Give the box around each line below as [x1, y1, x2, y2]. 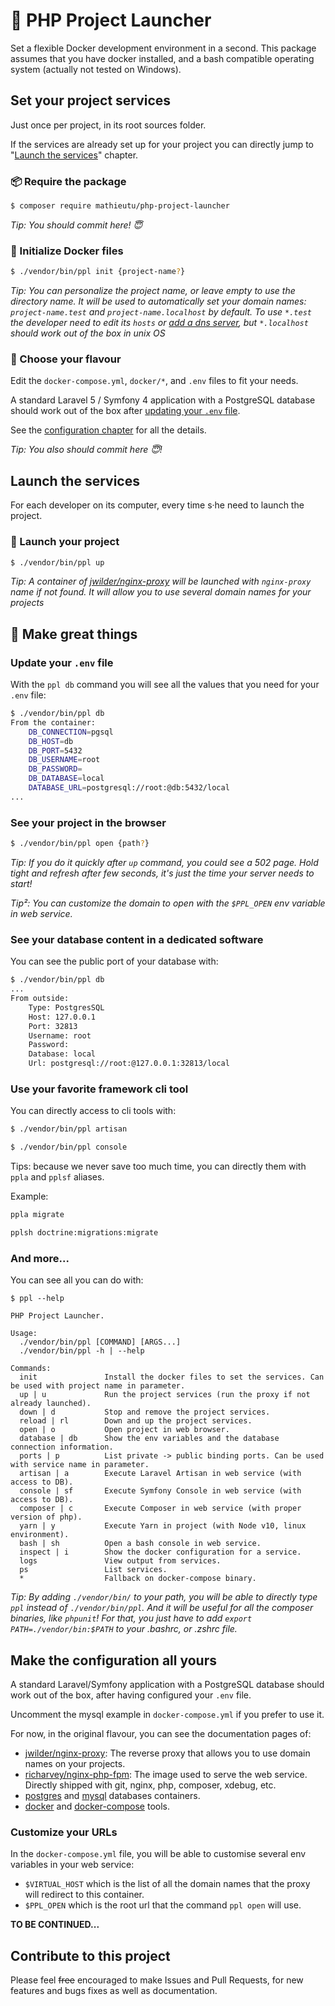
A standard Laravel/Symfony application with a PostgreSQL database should [10, 1678, 325, 1690]
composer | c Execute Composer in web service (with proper [19, 1504, 302, 1514]
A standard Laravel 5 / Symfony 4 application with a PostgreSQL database [10, 394, 316, 406]
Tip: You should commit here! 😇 [10, 219, 143, 231]
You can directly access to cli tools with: [10, 1105, 177, 1117]
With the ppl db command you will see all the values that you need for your [10, 679, 320, 691]
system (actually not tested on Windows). [10, 63, 182, 75]
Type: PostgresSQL [28, 1002, 105, 1013]
